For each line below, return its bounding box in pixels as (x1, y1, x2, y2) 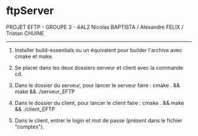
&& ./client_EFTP (14, 106, 55, 113)
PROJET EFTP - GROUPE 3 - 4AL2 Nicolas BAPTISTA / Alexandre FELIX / (6, 23, 184, 30)
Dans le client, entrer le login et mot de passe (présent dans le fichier (14, 117, 183, 124)
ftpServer (6, 4, 54, 18)
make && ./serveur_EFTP (14, 88, 75, 95)
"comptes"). (14, 123, 44, 130)
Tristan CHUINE (6, 29, 44, 36)
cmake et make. (14, 53, 54, 60)
